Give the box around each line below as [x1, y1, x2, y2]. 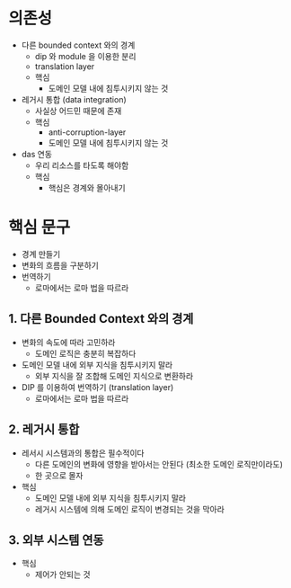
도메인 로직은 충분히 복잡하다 [34, 348, 137, 359]
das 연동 [21, 148, 53, 159]
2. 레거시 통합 [8, 422, 80, 437]
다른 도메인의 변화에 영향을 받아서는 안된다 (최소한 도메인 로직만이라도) [34, 459, 284, 469]
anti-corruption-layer [48, 127, 127, 138]
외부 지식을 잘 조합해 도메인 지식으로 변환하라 [34, 370, 194, 381]
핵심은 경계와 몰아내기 [48, 182, 127, 193]
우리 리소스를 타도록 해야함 [34, 159, 129, 171]
